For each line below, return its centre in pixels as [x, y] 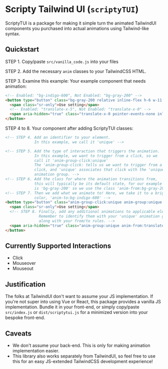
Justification [25, 284]
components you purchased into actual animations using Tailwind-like [77, 28]
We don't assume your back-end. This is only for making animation [81, 345]
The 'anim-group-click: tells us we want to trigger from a [98, 165]
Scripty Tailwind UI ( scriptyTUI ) [72, 9]
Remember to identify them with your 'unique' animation [99, 216]
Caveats [18, 333]
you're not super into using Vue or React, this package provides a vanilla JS [83, 302]
